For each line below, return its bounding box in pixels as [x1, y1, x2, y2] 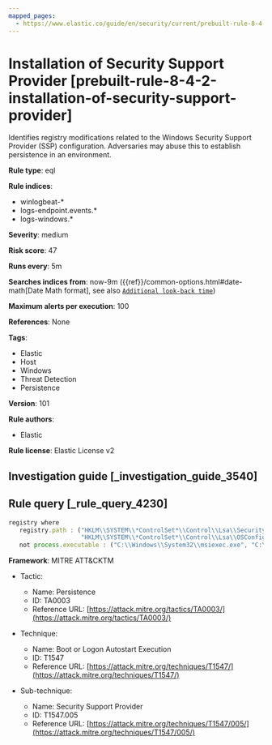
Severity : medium [8, 230, 69, 240]
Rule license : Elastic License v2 [8, 446, 115, 456]
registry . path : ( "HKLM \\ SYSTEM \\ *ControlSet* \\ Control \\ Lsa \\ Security [19, 526, 266, 534]
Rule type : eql [8, 165, 56, 175]
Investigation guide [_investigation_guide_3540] [8, 469, 258, 483]
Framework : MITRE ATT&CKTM [8, 556, 115, 566]
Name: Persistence [32, 587, 96, 597]
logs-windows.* [19, 214, 74, 224]
